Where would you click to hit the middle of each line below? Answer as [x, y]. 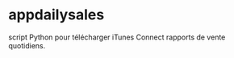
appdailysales [56, 15]
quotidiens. [27, 45]
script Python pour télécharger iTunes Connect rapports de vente [117, 37]
